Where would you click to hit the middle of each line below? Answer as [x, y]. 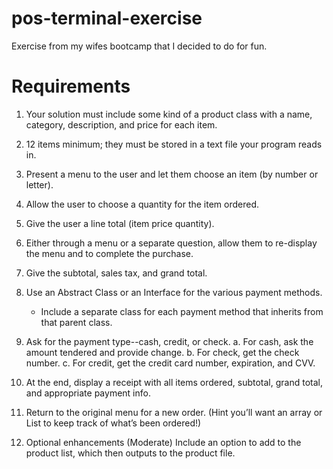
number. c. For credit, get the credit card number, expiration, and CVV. [170, 363]
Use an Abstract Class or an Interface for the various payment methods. [174, 292]
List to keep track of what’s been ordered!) [113, 423]
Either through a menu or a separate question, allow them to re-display [171, 243]
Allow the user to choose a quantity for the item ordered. [142, 204]
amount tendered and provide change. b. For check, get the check [162, 352]
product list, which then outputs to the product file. [130, 453]
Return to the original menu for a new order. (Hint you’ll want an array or [174, 412]
